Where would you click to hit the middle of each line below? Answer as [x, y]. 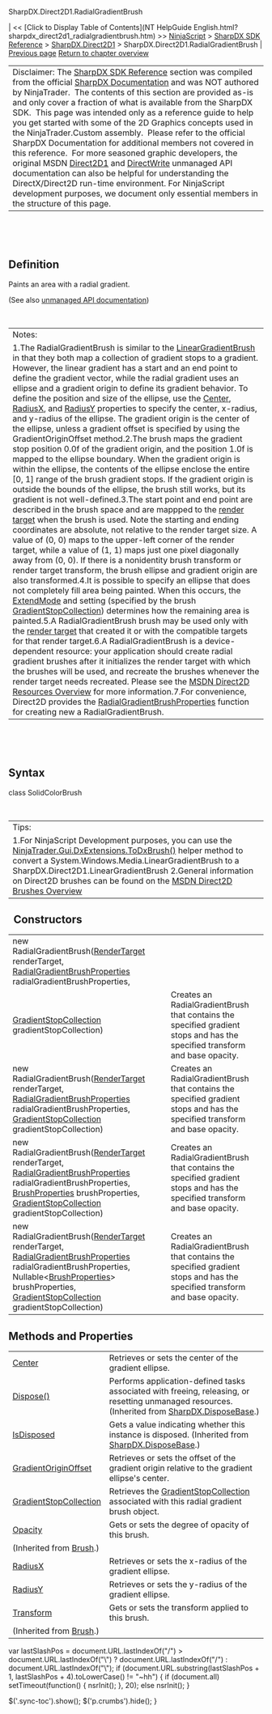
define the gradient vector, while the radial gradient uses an [125, 378]
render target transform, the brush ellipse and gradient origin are [135, 570]
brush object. [134, 1512]
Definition [34, 265]
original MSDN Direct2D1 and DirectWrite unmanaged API [123, 163]
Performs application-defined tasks [177, 1381]
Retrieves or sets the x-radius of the [178, 1561]
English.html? [216, 27]
